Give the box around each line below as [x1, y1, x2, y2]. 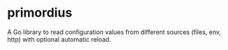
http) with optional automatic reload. [7, 35, 112, 43]
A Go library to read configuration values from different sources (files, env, [7, 28, 222, 36]
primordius [7, 5, 73, 21]
